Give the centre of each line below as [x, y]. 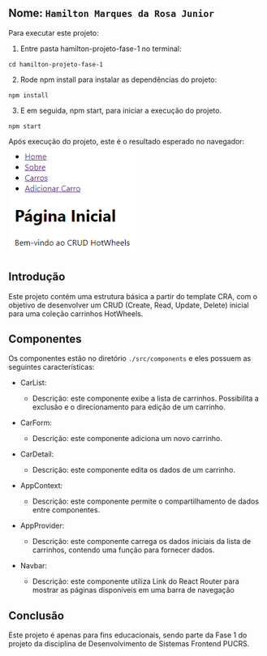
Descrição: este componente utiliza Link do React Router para [136, 581]
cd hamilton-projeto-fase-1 [56, 64]
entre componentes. [66, 510]
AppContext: [41, 486]
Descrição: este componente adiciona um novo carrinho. [127, 439]
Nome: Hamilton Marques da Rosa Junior [112, 13]
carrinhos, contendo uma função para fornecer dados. [123, 550]
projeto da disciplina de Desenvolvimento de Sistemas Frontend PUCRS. [129, 644]
